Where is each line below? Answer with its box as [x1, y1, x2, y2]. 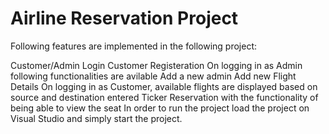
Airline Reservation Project [10, 7, 239, 30]
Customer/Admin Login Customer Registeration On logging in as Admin [10, 59, 303, 71]
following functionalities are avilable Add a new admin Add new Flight [10, 70, 297, 82]
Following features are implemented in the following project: [10, 40, 258, 52]
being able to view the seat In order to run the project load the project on [10, 102, 310, 114]
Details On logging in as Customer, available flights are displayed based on [10, 80, 318, 92]
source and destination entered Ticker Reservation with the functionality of [10, 91, 319, 103]
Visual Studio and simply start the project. [10, 112, 183, 124]
